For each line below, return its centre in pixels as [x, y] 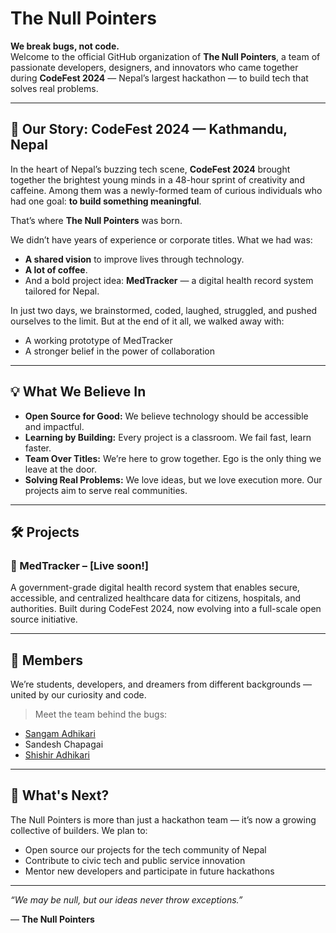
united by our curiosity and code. [78, 695]
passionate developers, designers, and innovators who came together [154, 67]
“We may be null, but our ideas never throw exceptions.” [126, 899]
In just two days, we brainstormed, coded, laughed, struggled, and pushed [164, 310]
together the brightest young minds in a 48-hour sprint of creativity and [157, 179]
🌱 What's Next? [60, 795]
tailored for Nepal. [62, 291]
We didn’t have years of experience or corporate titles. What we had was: [161, 239]
